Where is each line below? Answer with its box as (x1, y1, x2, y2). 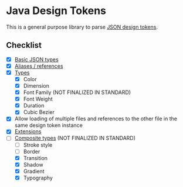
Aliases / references (14, 63, 63, 70)
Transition (23, 154, 48, 161)
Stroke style (23, 141, 53, 148)
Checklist (6, 40, 42, 50)
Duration (23, 102, 45, 109)
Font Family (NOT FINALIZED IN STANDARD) (23, 89, 131, 96)
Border (23, 148, 40, 155)
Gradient (23, 168, 45, 175)
